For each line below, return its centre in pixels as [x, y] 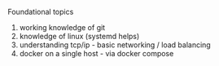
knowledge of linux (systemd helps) [79, 36]
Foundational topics [41, 12]
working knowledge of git [62, 27]
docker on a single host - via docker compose [96, 53]
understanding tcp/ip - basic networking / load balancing [115, 45]
